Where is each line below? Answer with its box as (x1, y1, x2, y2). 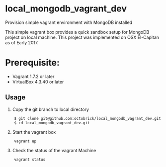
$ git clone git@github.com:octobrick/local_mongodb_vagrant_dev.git (14, 116, 162, 121)
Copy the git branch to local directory (12, 106, 89, 112)
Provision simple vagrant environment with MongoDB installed (5, 19, 133, 25)
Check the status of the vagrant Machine (12, 147, 96, 153)
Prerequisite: (5, 57, 60, 69)
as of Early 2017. (5, 39, 39, 45)
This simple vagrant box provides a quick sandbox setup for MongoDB (5, 29, 150, 35)
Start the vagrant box (12, 129, 56, 135)
